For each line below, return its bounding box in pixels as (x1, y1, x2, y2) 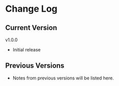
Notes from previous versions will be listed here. (12, 75, 114, 81)
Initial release (12, 47, 41, 52)
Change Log (5, 3, 57, 15)
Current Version (5, 23, 57, 32)
